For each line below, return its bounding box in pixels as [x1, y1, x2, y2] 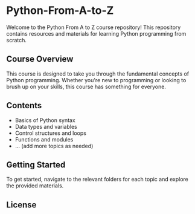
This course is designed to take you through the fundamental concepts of [6, 70, 189, 77]
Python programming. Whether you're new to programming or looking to [6, 76, 187, 83]
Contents [6, 100, 42, 111]
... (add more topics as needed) [14, 142, 94, 149]
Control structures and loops [14, 129, 86, 137]
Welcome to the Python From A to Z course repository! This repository [6, 24, 181, 31]
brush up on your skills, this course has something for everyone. [6, 83, 166, 90]
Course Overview [6, 54, 74, 64]
